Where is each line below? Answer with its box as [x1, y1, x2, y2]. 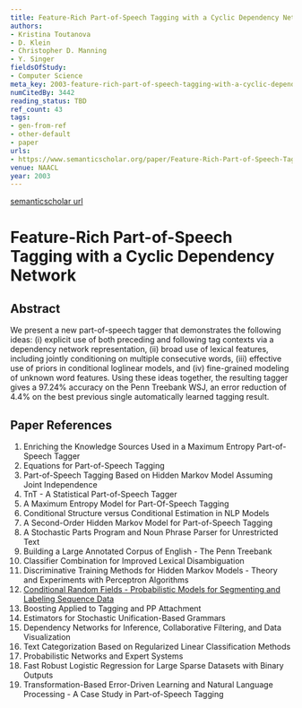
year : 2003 [10, 171, 51, 180]
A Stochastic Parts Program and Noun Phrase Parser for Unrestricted [22, 527, 279, 538]
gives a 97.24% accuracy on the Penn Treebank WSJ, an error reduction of [10, 382, 288, 393]
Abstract [10, 301, 61, 316]
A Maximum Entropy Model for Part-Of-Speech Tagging [22, 498, 229, 509]
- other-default [10, 130, 71, 139]
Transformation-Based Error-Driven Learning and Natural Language [22, 679, 274, 690]
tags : [10, 113, 30, 122]
